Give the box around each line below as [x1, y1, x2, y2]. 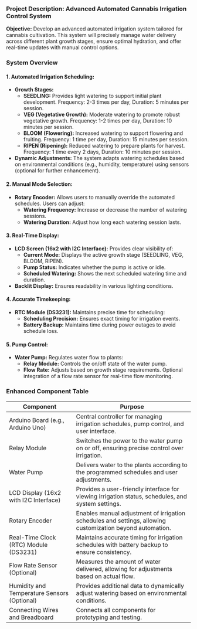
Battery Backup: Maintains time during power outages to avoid [23, 321, 176, 328]
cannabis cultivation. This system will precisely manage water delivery [6, 32, 176, 39]
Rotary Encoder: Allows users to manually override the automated [14, 193, 175, 200]
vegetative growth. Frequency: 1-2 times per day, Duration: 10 [23, 117, 172, 124]
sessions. [23, 212, 47, 219]
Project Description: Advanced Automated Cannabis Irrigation [6, 5, 187, 13]
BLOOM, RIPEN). [23, 257, 64, 264]
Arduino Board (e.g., [9, 416, 64, 424]
